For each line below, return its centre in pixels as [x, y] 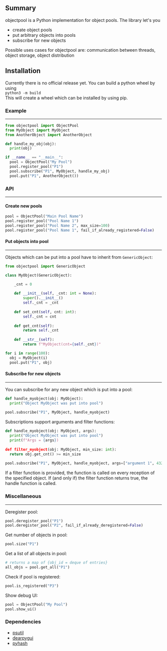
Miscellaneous [23, 496]
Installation [23, 71]
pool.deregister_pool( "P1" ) [34, 521]
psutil [18, 633]
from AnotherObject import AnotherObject [49, 135]
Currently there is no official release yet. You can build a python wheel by [80, 83]
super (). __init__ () [43, 298]
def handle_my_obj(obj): [31, 144]
